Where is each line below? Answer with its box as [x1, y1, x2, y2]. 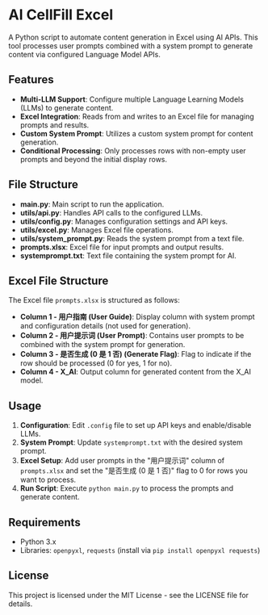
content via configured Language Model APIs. [8, 49, 161, 59]
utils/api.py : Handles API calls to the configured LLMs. [19, 207, 203, 217]
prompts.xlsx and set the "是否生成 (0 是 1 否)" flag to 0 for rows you [19, 466, 248, 475]
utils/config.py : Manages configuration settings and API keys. [19, 216, 228, 226]
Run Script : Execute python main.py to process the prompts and [19, 483, 234, 493]
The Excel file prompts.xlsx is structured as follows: [8, 295, 180, 305]
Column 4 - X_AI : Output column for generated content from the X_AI [19, 367, 252, 377]
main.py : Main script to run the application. [19, 199, 165, 209]
